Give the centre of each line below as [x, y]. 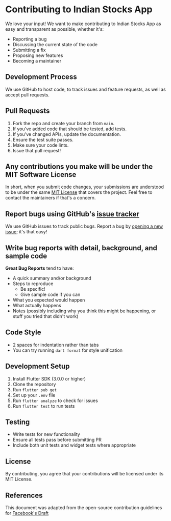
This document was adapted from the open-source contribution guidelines [84, 508]
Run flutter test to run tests [44, 406]
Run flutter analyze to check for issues [55, 400]
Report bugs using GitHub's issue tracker [72, 214]
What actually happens [37, 305]
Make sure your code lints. [41, 145]
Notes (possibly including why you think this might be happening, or [84, 311]
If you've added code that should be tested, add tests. [69, 129]
